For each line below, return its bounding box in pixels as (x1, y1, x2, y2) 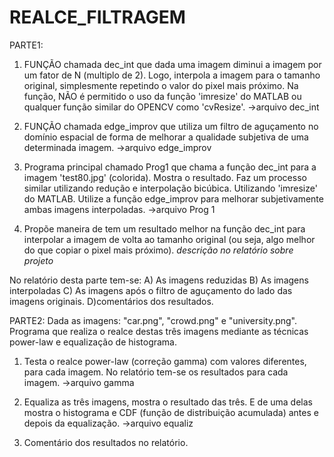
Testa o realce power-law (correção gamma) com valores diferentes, (23, 355, 307, 367)
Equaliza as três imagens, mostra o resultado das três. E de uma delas (23, 396, 313, 408)
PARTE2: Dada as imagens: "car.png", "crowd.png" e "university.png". (9, 314, 298, 326)
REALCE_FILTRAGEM (9, 6, 186, 29)
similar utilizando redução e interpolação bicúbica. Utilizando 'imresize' (23, 182, 318, 194)
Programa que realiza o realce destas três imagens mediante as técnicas (9, 325, 309, 337)
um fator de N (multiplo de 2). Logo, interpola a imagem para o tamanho (23, 69, 321, 81)
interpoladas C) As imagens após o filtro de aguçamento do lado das (9, 284, 293, 296)
